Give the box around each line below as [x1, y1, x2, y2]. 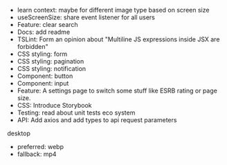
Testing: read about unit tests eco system [17, 108, 136, 117]
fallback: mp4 [17, 150, 57, 158]
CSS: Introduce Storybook [17, 101, 92, 109]
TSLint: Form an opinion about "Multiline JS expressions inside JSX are [17, 35, 220, 43]
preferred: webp [17, 143, 64, 151]
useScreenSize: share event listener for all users [17, 13, 156, 21]
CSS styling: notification [17, 65, 87, 72]
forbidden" [17, 43, 48, 50]
